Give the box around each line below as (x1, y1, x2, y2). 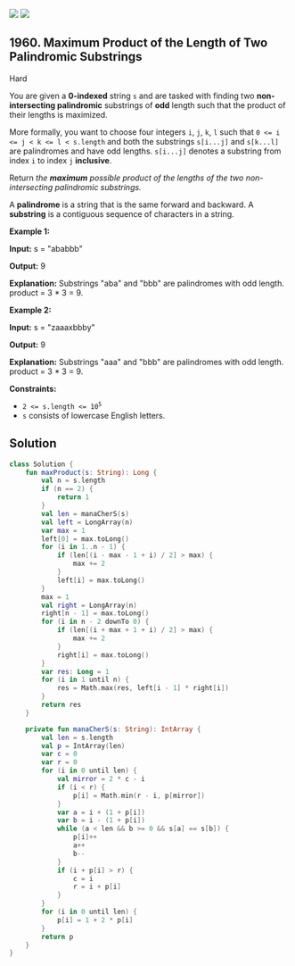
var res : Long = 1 (41, 667, 110, 676)
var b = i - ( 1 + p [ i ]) (56, 816, 145, 825)
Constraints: (9, 383, 57, 394)
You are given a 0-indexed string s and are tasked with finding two (9, 90, 255, 101)
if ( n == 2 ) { (41, 485, 94, 494)
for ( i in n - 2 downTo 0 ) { (41, 617, 150, 627)
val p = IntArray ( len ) (41, 741, 126, 750)
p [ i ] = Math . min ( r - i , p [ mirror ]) (72, 791, 205, 800)
